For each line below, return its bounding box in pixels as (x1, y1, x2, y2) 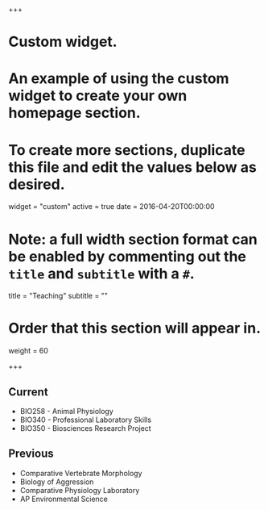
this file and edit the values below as (8, 158, 258, 176)
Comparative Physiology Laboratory (19, 485, 140, 495)
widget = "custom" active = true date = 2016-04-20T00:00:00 (8, 202, 215, 211)
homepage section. (8, 104, 141, 122)
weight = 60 (8, 346, 48, 356)
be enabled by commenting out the (8, 247, 247, 265)
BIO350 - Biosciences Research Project (19, 424, 151, 433)
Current (8, 385, 48, 399)
